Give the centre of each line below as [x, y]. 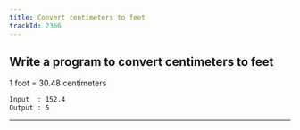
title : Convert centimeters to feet [77, 17]
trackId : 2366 [36, 26]
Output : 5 [29, 108]
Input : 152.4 [37, 100]
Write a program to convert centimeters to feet [142, 62]
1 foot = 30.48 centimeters [58, 83]
